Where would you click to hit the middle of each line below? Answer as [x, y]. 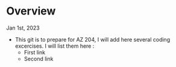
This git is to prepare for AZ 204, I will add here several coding [93, 39]
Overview [31, 11]
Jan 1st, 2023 [23, 28]
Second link [39, 59]
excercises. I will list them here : [55, 46]
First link [35, 52]
